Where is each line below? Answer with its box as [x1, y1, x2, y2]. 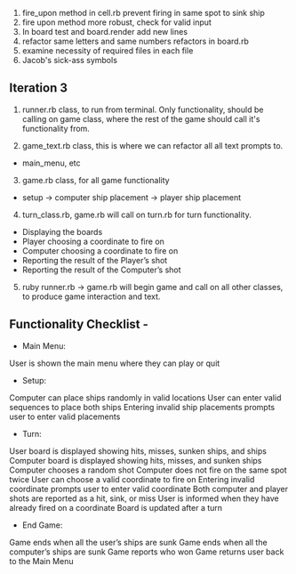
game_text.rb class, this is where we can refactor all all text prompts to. [21, 140, 284, 150]
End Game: [21, 520, 63, 530]
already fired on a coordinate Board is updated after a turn [9, 502, 223, 513]
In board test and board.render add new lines [21, 27, 188, 36]
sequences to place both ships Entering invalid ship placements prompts [9, 401, 276, 412]
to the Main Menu [9, 555, 74, 566]
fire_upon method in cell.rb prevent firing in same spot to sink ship [21, 8, 265, 18]
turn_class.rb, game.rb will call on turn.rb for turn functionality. [21, 209, 252, 220]
